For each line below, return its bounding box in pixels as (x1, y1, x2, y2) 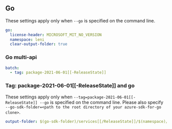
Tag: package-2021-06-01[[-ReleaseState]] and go (5, 82, 135, 89)
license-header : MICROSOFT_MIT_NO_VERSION (10, 32, 102, 37)
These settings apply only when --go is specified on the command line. (5, 17, 155, 23)
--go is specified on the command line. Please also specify (39, 99, 164, 105)
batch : (5, 65, 19, 70)
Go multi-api (5, 54, 37, 61)
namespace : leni (10, 37, 45, 42)
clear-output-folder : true (10, 42, 68, 47)
